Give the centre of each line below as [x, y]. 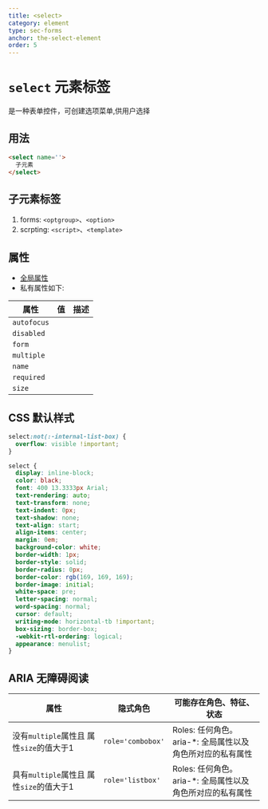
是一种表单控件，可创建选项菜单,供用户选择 [79, 111]
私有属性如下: [42, 288]
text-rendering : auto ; [53, 495]
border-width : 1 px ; [48, 555]
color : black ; [39, 481]
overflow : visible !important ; [67, 444]
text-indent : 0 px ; [46, 510]
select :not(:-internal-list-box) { [67, 436]
